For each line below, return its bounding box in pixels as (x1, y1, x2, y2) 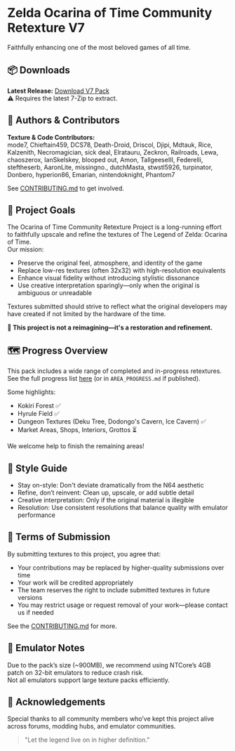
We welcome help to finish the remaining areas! (7, 442, 145, 450)
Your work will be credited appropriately (17, 578, 133, 587)
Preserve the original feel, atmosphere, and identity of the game (17, 259, 203, 268)
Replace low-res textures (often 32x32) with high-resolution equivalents (17, 266, 226, 275)
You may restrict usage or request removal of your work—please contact (17, 601, 228, 609)
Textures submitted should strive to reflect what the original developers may (7, 302, 228, 311)
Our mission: (7, 245, 44, 254)
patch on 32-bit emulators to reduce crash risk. (7, 668, 144, 677)
